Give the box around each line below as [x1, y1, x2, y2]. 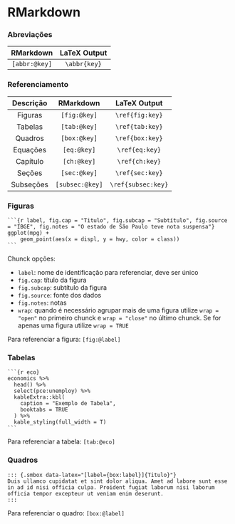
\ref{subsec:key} [110, 180, 169, 189]
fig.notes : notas [17, 298, 67, 307]
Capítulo [15, 156, 44, 166]
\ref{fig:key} [115, 111, 163, 119]
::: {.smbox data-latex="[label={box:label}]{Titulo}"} [7, 471, 177, 478]
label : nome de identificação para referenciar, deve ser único [17, 268, 199, 277]
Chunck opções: [7, 254, 56, 263]
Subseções [11, 179, 48, 189]
